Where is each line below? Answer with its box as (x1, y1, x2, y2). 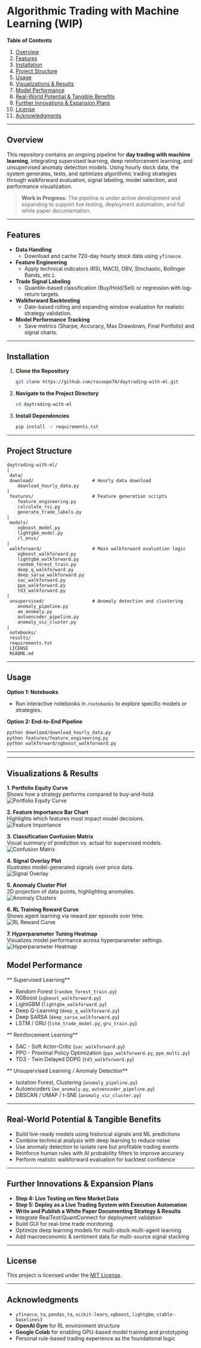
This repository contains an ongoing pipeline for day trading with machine (7, 151, 190, 158)
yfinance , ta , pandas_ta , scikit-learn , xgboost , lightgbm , (15, 1310, 156, 1318)
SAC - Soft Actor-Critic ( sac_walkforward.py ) (15, 1043, 125, 1050)
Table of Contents (7, 37, 52, 44)
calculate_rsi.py (17, 504, 61, 510)
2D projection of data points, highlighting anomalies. (7, 888, 135, 895)
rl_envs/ (17, 535, 39, 541)
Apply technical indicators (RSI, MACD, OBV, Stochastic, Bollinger (24, 265, 185, 272)
